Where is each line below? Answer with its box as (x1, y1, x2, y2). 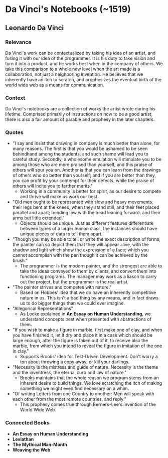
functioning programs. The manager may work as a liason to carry (20, 273, 157, 279)
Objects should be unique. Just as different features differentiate (20, 220, 154, 226)
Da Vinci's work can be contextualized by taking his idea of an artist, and (5, 50, 156, 56)
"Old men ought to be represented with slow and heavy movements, (12, 199, 154, 205)
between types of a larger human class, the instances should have (20, 226, 157, 232)
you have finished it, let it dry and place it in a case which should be (12, 332, 153, 338)
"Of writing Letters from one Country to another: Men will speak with (12, 391, 154, 397)
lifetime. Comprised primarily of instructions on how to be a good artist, (5, 111, 153, 117)
